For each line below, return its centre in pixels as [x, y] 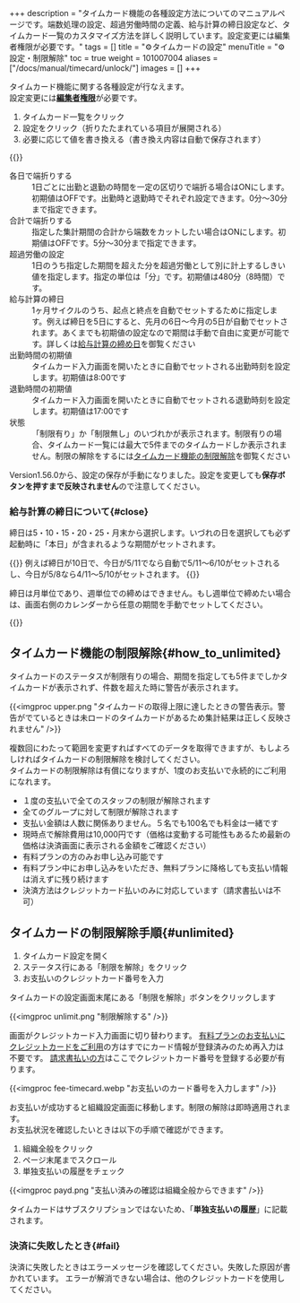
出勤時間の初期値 [41, 355]
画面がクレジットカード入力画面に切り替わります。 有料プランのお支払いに [147, 1035]
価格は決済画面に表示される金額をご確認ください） [116, 846]
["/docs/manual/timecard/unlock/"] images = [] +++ [105, 68]
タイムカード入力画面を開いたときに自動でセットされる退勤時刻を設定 [161, 400]
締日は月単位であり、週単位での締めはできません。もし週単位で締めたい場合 [150, 594]
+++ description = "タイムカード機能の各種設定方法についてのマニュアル [143, 13]
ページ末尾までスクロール [69, 1160]
